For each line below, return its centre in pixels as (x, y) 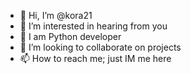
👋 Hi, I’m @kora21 (56, 15)
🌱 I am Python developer (70, 36)
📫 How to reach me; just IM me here (95, 58)
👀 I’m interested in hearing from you (93, 26)
